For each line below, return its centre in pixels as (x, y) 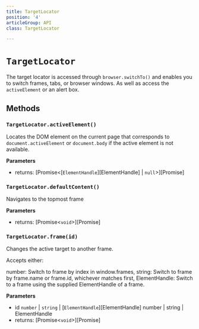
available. (18, 149)
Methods (23, 108)
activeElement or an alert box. (43, 90)
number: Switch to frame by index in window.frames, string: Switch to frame (99, 272)
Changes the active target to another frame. (60, 249)
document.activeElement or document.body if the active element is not (90, 143)
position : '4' (24, 17)
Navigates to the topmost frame (45, 199)
